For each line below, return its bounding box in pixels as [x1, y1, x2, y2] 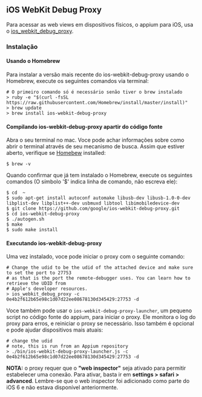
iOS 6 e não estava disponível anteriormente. [6, 384, 119, 391]
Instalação [6, 42, 38, 51]
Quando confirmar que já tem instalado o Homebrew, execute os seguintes [6, 172, 193, 179]
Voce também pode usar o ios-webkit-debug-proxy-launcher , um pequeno [6, 307, 192, 314]
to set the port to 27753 [6, 270, 71, 276]
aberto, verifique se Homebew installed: [6, 149, 106, 157]
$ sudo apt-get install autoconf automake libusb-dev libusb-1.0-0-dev [6, 195, 191, 202]
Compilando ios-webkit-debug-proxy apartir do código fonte [6, 123, 163, 130]
